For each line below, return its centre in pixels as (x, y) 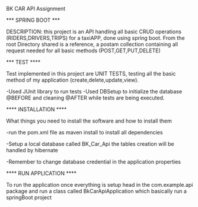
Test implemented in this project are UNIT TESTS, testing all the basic (91, 73)
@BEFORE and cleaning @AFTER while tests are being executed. (85, 98)
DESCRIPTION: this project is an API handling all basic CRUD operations (94, 32)
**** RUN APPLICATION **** (41, 173)
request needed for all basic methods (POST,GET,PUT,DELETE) (84, 51)
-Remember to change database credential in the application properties (93, 162)
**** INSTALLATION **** (36, 109)
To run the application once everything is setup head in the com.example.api (100, 185)
